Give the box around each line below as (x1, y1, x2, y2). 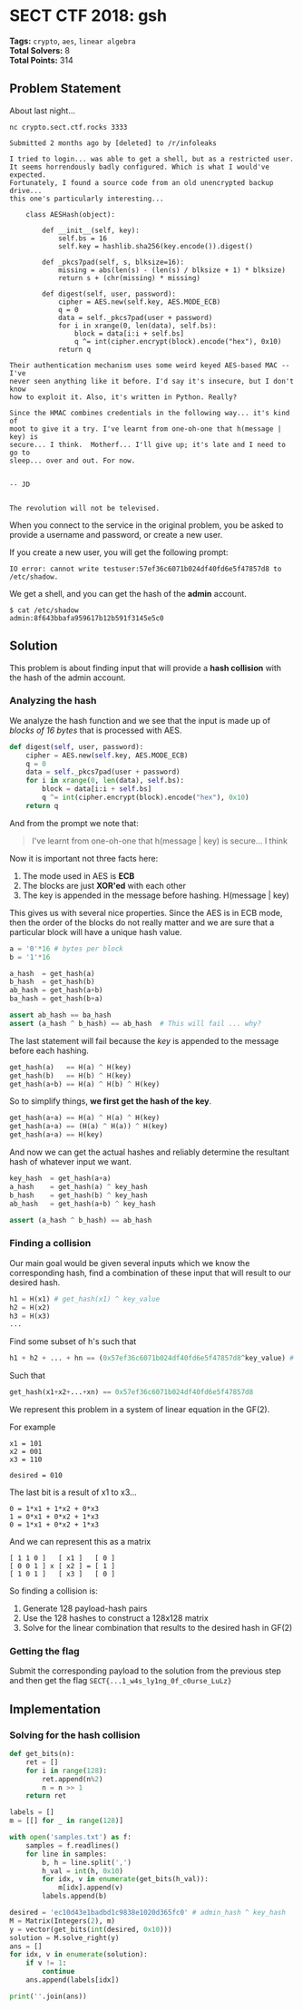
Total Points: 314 (9, 54, 74, 65)
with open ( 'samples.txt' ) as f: (9, 1833, 132, 1842)
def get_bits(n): (9, 1750, 75, 1759)
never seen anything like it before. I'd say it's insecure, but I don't (9, 376, 295, 385)
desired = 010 (9, 1471, 64, 1480)
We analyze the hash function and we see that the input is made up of (9, 715, 270, 726)
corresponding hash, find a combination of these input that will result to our (9, 1267, 292, 1278)
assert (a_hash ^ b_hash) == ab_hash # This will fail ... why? (9, 1019, 261, 1028)
